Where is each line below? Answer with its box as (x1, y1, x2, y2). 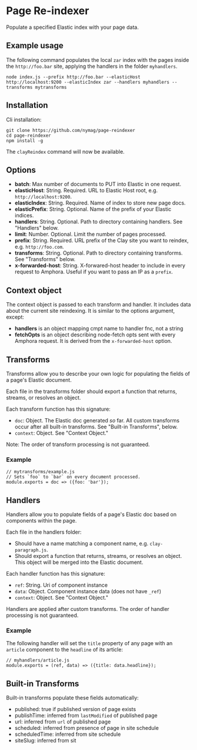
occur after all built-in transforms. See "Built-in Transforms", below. (14, 423, 178, 430)
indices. (14, 212, 34, 219)
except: (6, 313, 25, 321)
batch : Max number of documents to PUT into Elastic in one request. (14, 181, 181, 188)
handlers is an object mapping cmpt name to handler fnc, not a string (14, 325, 183, 332)
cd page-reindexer (6, 133, 51, 138)
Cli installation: (6, 116, 42, 123)
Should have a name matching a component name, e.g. (14, 540, 149, 547)
